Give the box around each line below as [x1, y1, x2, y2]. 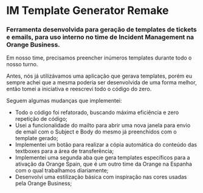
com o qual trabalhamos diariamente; [15, 167, 109, 174]
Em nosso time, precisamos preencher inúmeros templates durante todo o [6, 54, 192, 61]
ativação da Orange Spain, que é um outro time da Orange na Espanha [15, 160, 193, 168]
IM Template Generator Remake [6, 4, 169, 18]
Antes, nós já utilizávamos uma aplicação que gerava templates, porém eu [6, 72, 193, 80]
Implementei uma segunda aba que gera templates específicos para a [15, 154, 190, 161]
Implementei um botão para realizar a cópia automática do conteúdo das [15, 141, 198, 149]
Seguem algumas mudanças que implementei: [6, 97, 122, 104]
